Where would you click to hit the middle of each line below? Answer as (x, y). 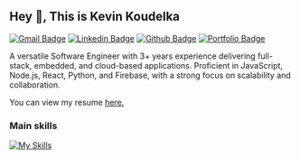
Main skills (33, 126)
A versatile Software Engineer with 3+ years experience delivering (132, 56)
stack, (21, 65)
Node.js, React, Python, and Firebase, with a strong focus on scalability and (150, 75)
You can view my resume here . (67, 102)
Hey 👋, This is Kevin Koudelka (95, 17)
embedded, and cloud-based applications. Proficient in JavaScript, (158, 65)
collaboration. (35, 84)
